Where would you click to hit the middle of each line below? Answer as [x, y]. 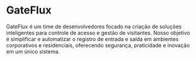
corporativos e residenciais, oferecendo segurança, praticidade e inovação [98, 45]
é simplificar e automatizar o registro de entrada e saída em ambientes [93, 39]
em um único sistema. [33, 51]
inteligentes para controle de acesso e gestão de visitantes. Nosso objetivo [98, 32]
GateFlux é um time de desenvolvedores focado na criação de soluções [94, 26]
